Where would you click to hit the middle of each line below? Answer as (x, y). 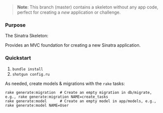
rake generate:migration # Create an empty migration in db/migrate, (79, 92)
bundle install (28, 69)
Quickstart (18, 58)
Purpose (15, 25)
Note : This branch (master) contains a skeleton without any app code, (88, 7)
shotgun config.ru (31, 74)
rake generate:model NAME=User (37, 105)
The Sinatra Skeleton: (27, 36)
